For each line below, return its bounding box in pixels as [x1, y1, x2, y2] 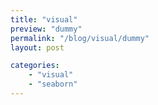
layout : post [10, 42, 65, 53]
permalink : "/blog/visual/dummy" [10, 33, 150, 43]
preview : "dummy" [10, 24, 83, 34]
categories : [10, 61, 60, 71]
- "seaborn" [28, 79, 78, 90]
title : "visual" [10, 14, 78, 25]
